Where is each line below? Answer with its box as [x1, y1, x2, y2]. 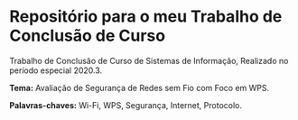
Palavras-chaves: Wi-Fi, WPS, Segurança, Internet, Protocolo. [9, 99, 242, 110]
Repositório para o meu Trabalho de [9, 6, 283, 27]
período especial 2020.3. [9, 65, 103, 76]
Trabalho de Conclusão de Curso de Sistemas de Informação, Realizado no [9, 55, 289, 66]
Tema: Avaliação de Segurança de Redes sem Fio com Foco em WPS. [9, 82, 270, 93]
